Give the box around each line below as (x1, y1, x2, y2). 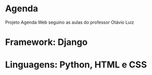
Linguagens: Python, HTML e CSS (5, 59, 147, 71)
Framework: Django (5, 37, 88, 48)
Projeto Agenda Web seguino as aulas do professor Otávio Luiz (5, 19, 134, 25)
